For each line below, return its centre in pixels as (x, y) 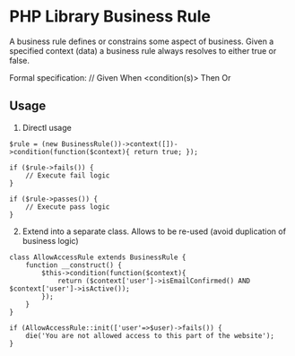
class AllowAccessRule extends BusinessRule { (98, 257)
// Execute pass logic (68, 207)
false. (19, 60)
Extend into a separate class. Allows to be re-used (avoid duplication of (154, 231)
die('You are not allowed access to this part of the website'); (150, 335)
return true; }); (166, 152)
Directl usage (47, 127)
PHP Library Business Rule (110, 17)
